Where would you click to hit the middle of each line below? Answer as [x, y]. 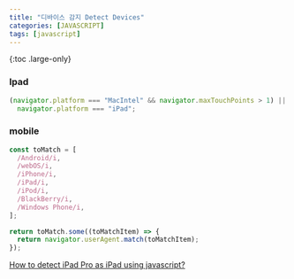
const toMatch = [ [43, 150]
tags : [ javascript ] [45, 34]
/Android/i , [39, 158]
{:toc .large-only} [41, 59]
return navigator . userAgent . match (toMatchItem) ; [108, 240]
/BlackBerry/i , [45, 199]
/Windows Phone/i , [51, 207]
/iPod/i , [33, 191]
